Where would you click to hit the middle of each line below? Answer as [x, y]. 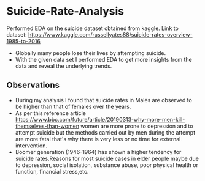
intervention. [31, 146]
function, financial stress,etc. [52, 171]
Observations [33, 85]
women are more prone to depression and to [137, 126]
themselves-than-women [47, 126]
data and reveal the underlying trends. [64, 66]
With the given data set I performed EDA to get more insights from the [103, 59]
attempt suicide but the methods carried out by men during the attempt [105, 132]
